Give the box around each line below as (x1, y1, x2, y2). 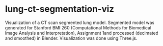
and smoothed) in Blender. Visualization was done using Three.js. (5, 35, 137, 41)
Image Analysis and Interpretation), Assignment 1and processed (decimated (5, 30, 159, 36)
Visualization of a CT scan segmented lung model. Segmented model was (5, 20, 155, 25)
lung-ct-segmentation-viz (5, 3, 114, 15)
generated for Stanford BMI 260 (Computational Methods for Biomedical (5, 24, 152, 30)
